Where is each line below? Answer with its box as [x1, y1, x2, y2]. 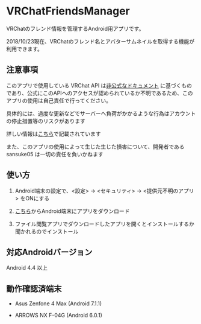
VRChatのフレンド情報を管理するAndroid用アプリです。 [6, 25, 144, 32]
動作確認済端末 [6, 284, 62, 294]
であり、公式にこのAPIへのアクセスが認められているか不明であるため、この [6, 89, 194, 97]
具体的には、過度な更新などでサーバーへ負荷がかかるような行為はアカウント [6, 110, 196, 117]
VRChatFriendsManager [6, 4, 131, 18]
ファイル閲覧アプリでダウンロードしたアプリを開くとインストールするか [14, 220, 194, 227]
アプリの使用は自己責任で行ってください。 [6, 97, 111, 104]
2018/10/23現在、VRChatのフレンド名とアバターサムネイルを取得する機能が [6, 37, 195, 45]
